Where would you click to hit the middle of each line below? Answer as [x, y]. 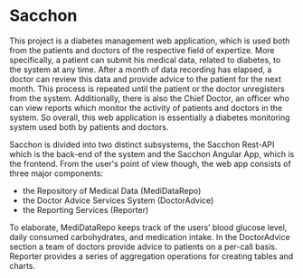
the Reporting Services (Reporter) [85, 209]
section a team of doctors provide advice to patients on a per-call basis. [143, 246]
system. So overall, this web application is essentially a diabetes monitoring [150, 117]
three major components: [57, 173]
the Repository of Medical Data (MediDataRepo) [112, 190]
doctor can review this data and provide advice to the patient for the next [146, 79]
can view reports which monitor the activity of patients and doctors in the [146, 107]
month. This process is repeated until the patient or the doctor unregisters [147, 88]
